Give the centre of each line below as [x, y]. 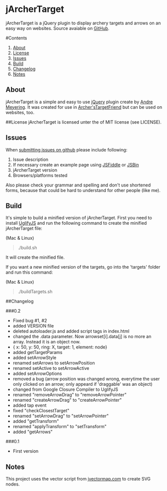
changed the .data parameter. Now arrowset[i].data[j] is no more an [82, 336]
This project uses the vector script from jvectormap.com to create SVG [78, 479]
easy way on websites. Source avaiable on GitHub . [58, 28]
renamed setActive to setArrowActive [51, 368]
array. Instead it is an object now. [47, 342]
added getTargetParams [38, 352]
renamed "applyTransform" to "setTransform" [60, 427]
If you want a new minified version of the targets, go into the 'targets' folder [83, 267]
